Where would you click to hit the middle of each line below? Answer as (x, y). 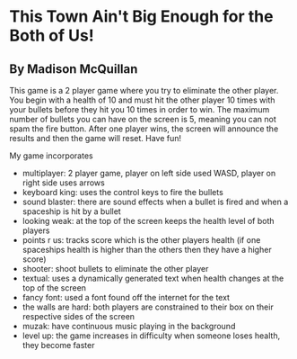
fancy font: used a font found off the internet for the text (126, 297)
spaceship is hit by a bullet (71, 211)
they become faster (58, 345)
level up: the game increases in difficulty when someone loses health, (151, 336)
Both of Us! (52, 36)
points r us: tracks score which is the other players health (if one (141, 240)
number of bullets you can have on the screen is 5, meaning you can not (143, 119)
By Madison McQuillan (74, 69)
